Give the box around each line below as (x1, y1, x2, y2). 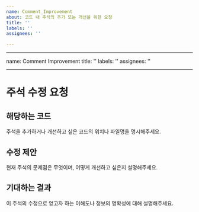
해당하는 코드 (6, 111, 52, 121)
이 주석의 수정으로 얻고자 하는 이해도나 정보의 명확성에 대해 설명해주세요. (6, 200, 174, 207)
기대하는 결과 (6, 183, 52, 193)
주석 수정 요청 (6, 86, 69, 99)
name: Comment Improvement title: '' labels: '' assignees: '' (6, 57, 151, 65)
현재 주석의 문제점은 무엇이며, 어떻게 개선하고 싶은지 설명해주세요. (6, 163, 158, 171)
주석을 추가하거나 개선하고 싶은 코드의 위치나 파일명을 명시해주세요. (6, 128, 161, 135)
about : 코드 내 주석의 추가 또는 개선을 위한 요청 (6, 14, 113, 20)
